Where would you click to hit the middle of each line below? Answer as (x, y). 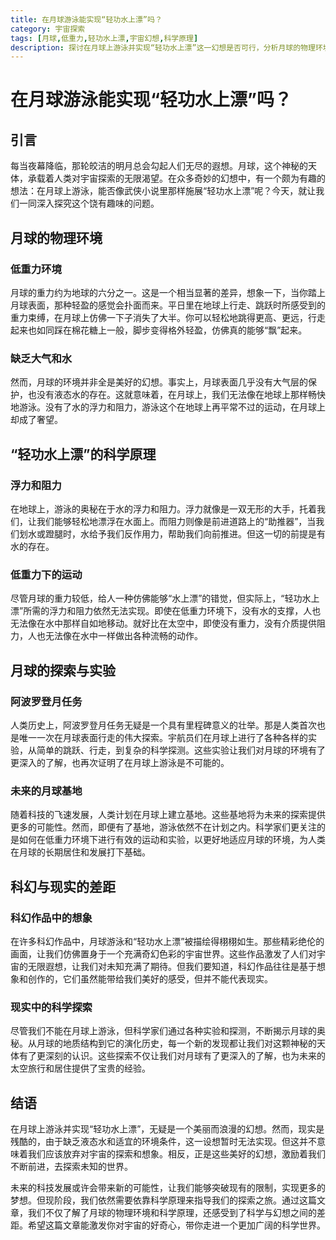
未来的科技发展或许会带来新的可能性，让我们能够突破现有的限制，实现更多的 (168, 1187)
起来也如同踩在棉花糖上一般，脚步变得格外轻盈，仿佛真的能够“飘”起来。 (159, 330)
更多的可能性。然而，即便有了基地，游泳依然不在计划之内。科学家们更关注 (163, 827)
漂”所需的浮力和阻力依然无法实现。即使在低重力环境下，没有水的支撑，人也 (166, 611)
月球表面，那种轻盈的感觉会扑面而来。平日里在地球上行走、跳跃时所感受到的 (168, 305)
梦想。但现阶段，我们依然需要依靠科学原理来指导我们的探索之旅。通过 (155, 1200)
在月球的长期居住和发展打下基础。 (80, 852)
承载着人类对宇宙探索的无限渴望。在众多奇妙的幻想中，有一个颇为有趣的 (176, 178)
